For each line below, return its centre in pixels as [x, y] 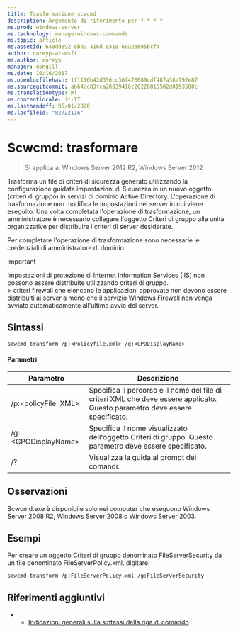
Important [22, 261]
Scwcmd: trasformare [73, 148]
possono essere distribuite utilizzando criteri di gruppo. [88, 282]
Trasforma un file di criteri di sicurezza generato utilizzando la [98, 181]
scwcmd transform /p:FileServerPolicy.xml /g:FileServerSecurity [106, 576]
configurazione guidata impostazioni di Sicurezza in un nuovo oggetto [109, 189]
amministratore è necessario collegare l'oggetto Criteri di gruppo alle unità [116, 219]
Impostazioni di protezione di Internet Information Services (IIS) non [106, 275]
